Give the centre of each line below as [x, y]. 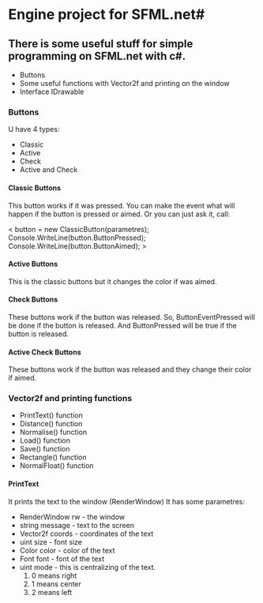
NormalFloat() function [56, 466]
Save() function [45, 449]
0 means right [54, 575]
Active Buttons [33, 264]
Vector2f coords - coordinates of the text [86, 534]
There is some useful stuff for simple [101, 44]
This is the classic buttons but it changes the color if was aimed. [113, 281]
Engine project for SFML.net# [107, 15]
